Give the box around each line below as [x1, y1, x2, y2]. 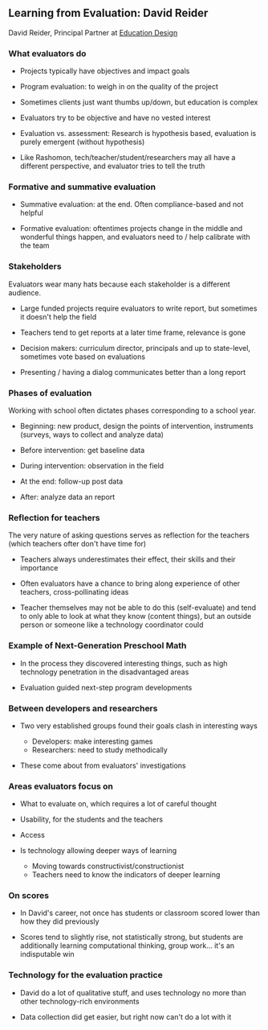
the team [19, 241, 50, 250]
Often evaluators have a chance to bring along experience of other [19, 579, 241, 588]
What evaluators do [8, 47, 87, 59]
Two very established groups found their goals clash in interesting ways [19, 720, 258, 731]
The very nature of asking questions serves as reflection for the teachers [8, 530, 250, 540]
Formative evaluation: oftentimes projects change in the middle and [19, 224, 243, 233]
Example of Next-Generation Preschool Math [8, 640, 187, 651]
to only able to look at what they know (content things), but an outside [19, 612, 252, 621]
